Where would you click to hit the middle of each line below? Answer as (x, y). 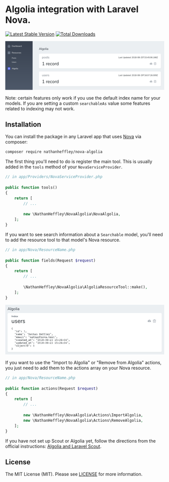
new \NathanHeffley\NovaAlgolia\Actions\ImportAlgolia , (83, 415)
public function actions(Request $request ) (52, 388)
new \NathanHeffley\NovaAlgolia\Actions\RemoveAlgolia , (83, 420)
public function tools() (31, 187)
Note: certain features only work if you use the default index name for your (83, 98)
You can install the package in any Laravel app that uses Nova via (73, 137)
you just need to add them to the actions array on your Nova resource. (78, 368)
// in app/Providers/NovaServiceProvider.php (54, 177)
